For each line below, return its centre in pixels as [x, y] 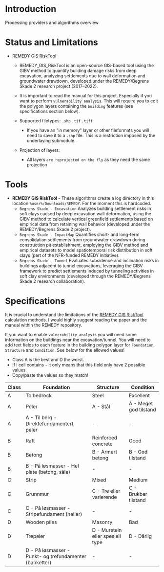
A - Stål [101, 406]
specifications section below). [50, 111]
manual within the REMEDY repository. [44, 325]
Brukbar [138, 494]
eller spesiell [106, 536]
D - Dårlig [140, 536]
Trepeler [35, 536]
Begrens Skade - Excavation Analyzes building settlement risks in [85, 208]
